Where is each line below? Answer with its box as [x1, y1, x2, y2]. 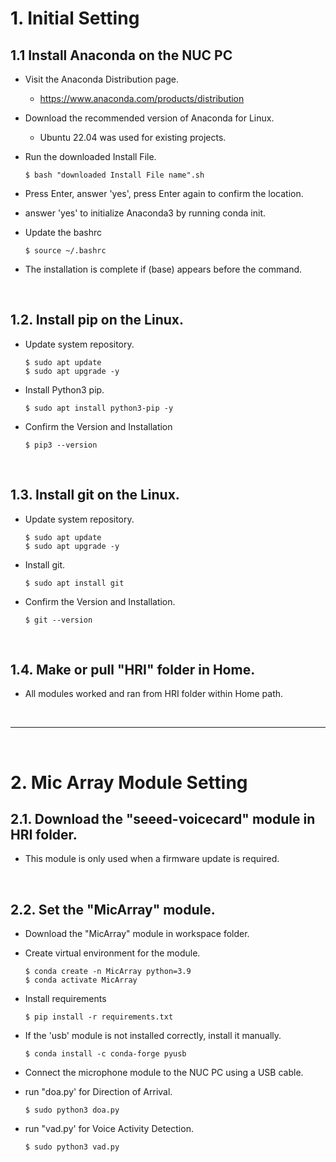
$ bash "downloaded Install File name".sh [24, 170, 205, 180]
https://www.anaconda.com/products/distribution [39, 93, 245, 104]
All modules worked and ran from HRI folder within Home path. [24, 688, 284, 700]
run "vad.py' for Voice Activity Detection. [24, 1123, 194, 1135]
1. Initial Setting [10, 7, 140, 30]
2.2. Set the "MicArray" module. [10, 901, 216, 918]
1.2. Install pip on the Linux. [10, 312, 184, 329]
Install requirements [24, 993, 107, 1005]
